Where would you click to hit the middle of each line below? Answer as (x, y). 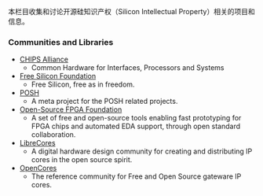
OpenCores (38, 168)
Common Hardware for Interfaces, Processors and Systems (128, 68)
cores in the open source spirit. (82, 160)
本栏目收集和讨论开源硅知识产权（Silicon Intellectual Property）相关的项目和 (131, 11)
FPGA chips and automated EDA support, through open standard (136, 126)
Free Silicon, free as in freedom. (83, 84)
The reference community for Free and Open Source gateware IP (136, 176)
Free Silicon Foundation (58, 76)
